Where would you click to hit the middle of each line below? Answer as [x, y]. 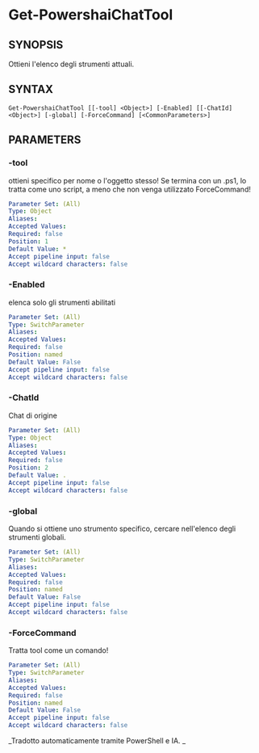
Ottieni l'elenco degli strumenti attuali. [71, 64]
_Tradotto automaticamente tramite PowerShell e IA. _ [97, 741]
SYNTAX [31, 89]
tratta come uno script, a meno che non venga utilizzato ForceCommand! [130, 189]
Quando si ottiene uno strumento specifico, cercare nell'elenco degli [122, 529]
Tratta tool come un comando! [58, 650]
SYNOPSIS [36, 45]
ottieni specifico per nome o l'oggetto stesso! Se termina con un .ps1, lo [127, 180]
